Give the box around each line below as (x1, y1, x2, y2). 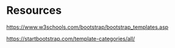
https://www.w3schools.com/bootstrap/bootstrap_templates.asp (6, 23, 169, 31)
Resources (6, 4, 62, 17)
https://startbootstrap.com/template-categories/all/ (6, 35, 135, 42)
